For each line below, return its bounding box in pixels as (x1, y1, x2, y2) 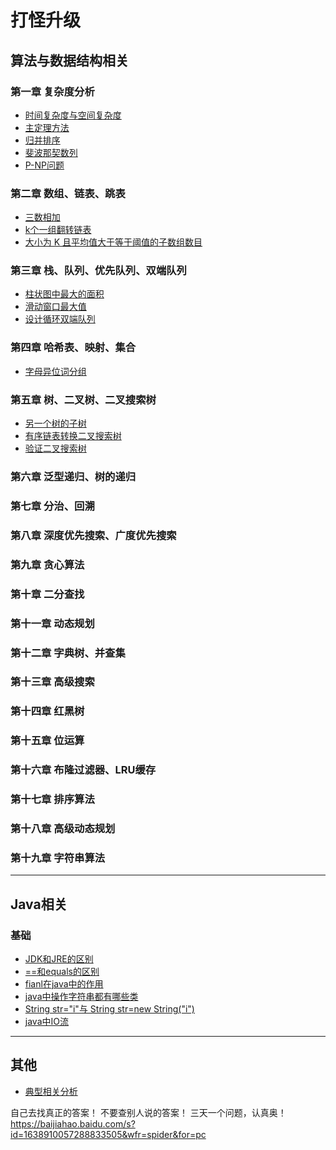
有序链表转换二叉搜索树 (24, 430, 122, 442)
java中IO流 (24, 1016, 69, 1028)
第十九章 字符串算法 (10, 851, 106, 865)
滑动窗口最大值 (24, 301, 87, 313)
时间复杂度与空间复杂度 (24, 109, 122, 121)
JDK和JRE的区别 (24, 953, 94, 965)
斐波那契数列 (24, 146, 78, 158)
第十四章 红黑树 (10, 704, 85, 718)
